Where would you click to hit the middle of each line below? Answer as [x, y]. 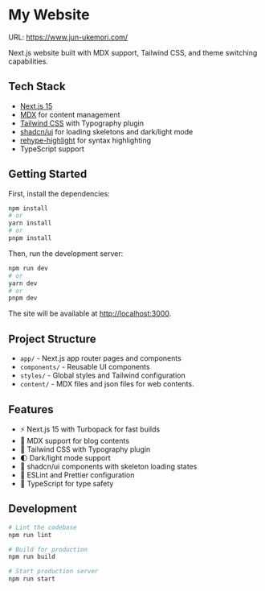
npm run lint [30, 535]
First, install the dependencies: [59, 193]
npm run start [32, 579]
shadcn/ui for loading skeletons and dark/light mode [106, 131]
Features [31, 409]
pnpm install [30, 238]
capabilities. [28, 61]
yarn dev [23, 283]
